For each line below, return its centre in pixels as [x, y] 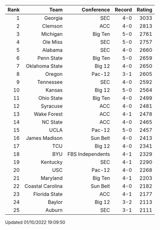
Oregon [54, 74]
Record [123, 10]
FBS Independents [89, 154]
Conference [96, 10]
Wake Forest [48, 114]
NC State [52, 122]
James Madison [44, 138]
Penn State [50, 58]
